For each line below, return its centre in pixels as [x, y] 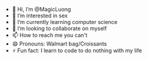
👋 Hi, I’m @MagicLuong [41, 9]
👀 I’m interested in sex [40, 16]
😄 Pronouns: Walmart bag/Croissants [59, 44]
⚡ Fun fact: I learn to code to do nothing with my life [77, 50]
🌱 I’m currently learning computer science [65, 22]
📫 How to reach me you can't [50, 35]
